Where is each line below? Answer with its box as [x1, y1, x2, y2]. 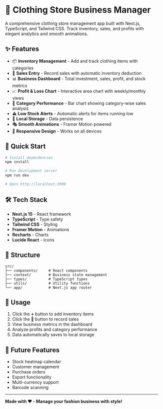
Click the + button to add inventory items [12, 311, 94, 317]
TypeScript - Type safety [12, 216, 63, 222]
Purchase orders [12, 369, 46, 375]
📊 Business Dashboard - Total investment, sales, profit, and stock [12, 75, 146, 82]
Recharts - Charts [12, 232, 49, 238]
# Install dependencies [5, 155, 53, 160]
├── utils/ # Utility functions [5, 281, 90, 286]
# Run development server [5, 169, 57, 173]
